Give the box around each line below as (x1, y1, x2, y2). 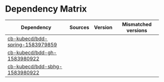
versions (126, 27, 147, 33)
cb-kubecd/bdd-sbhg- (7, 63, 62, 70)
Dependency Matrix (5, 3, 87, 15)
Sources (69, 24, 89, 31)
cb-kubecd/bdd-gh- (7, 49, 57, 56)
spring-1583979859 (7, 41, 57, 48)
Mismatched (122, 21, 152, 28)
